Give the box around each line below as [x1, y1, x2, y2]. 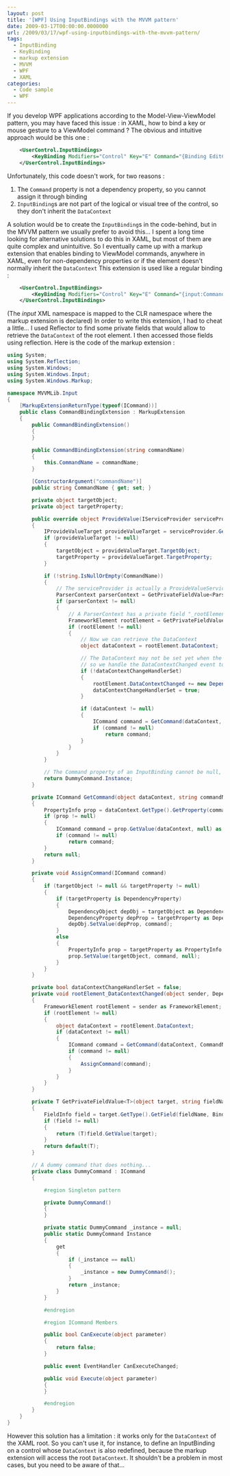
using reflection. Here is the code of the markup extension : [7, 338, 175, 347]
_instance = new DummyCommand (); [80, 1268, 176, 1276]
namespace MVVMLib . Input [7, 390, 78, 397]
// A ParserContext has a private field [68, 610, 186, 617]
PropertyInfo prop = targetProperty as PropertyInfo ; [68, 946, 225, 953]
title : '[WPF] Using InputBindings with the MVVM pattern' [7, 16, 179, 23]
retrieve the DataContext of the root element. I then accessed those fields [7, 332, 214, 340]
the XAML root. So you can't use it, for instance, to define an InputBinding [7, 1439, 216, 1447]
